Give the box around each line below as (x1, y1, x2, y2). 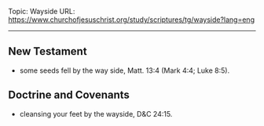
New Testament (8, 45, 88, 58)
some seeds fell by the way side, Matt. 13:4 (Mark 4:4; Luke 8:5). (19, 66, 230, 75)
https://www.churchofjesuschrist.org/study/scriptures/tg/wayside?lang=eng (8, 15, 255, 24)
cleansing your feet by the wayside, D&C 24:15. (19, 109, 173, 118)
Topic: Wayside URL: (8, 7, 75, 16)
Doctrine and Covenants (8, 88, 130, 102)
